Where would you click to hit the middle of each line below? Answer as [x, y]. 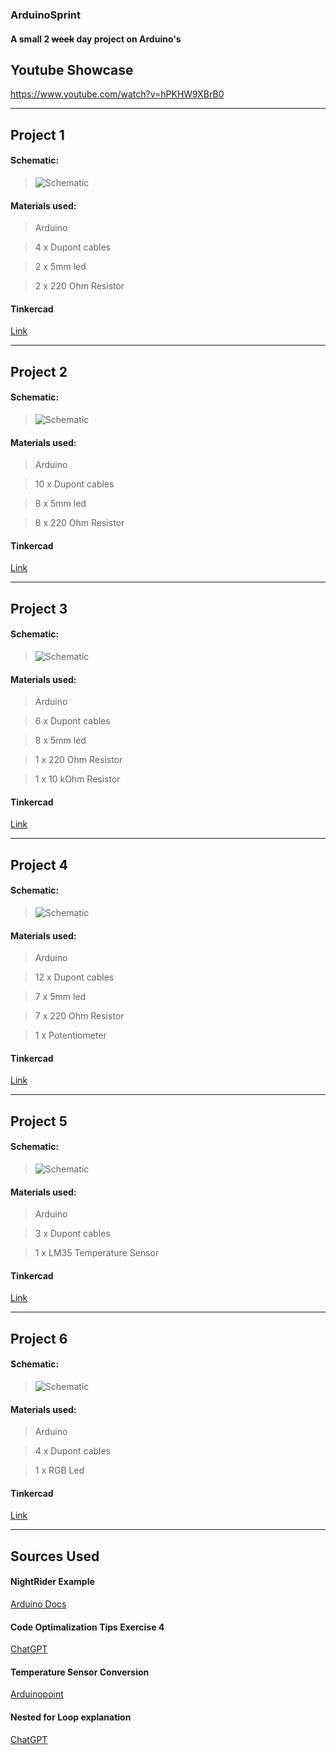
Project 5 [39, 1121]
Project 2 [39, 371]
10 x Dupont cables [74, 484]
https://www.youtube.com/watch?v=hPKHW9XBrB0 [117, 94]
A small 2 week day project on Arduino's [96, 39]
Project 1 [37, 134]
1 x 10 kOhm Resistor [77, 779]
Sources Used [55, 1556]
